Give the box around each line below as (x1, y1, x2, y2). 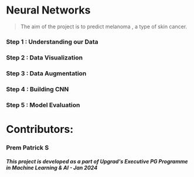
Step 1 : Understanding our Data (6, 38, 98, 46)
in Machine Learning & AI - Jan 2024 (6, 164, 98, 171)
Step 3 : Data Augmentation (6, 69, 87, 77)
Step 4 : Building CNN (6, 85, 69, 93)
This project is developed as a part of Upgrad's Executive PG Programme (6, 158, 188, 165)
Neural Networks (6, 4, 91, 17)
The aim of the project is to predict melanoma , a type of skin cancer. (20, 23, 188, 30)
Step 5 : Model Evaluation (6, 101, 80, 109)
